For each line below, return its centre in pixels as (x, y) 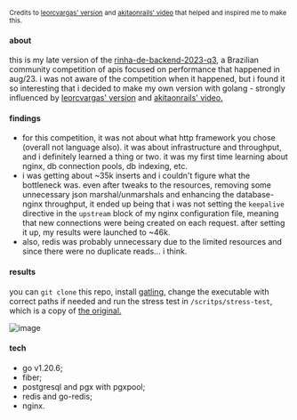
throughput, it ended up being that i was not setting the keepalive (164, 204)
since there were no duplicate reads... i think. (104, 251)
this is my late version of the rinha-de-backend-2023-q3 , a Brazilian (134, 60)
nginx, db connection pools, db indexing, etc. (105, 166)
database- (255, 195)
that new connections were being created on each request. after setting (153, 223)
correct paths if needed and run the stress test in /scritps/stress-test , (141, 301)
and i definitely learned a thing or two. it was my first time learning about (155, 157)
